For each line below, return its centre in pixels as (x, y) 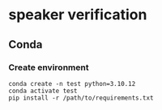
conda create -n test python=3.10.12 (72, 84)
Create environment (49, 67)
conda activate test (43, 91)
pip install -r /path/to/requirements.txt (81, 98)
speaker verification (78, 15)
